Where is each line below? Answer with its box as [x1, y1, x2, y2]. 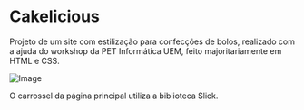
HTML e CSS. [9, 55, 61, 66]
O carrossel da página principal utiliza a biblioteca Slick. [9, 90, 219, 101]
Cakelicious [9, 6, 100, 27]
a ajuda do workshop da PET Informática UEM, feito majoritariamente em [9, 45, 282, 56]
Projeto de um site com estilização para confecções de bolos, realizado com [9, 36, 296, 47]
